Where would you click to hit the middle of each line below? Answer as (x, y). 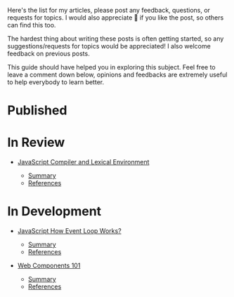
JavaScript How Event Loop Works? (69, 231)
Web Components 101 (49, 265)
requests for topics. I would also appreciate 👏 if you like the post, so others (116, 18)
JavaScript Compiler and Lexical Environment (83, 162)
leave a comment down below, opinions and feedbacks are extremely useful (117, 74)
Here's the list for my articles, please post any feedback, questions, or (109, 10)
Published (37, 111)
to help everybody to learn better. (56, 82)
